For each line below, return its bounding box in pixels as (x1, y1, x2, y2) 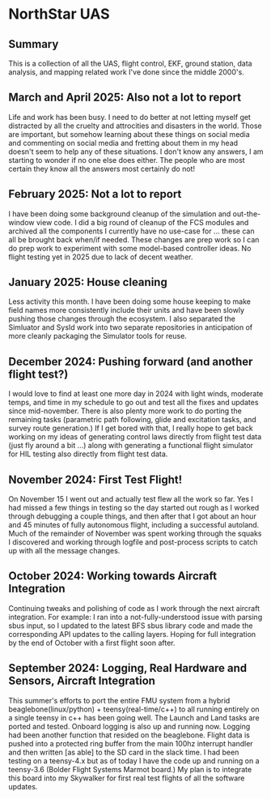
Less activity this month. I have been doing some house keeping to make (8, 297, 251, 306)
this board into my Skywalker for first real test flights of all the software (8, 773, 245, 783)
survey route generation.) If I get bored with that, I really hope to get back (8, 423, 253, 434)
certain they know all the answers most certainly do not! (8, 164, 196, 173)
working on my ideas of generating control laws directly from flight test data (8, 432, 262, 442)
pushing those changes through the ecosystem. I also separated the (8, 314, 236, 324)
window (8, 217, 35, 227)
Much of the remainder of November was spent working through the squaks (8, 528, 262, 539)
